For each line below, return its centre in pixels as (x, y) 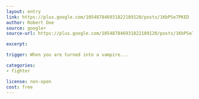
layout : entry (24, 11)
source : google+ (26, 28)
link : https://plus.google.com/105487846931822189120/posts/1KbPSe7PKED (98, 17)
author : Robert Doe (30, 22)
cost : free (20, 87)
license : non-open (29, 81)
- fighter (18, 71)
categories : (21, 65)
